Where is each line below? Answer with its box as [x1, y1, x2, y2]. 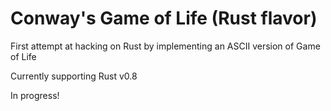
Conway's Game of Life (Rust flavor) [10, 7, 318, 30]
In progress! [10, 89, 60, 101]
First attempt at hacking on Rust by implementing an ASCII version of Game [10, 40, 321, 52]
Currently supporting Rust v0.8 [10, 70, 138, 82]
